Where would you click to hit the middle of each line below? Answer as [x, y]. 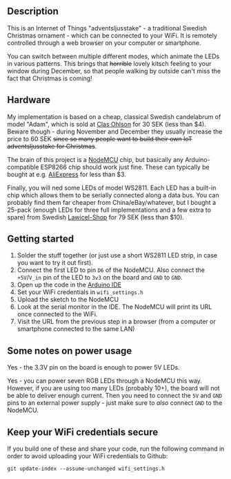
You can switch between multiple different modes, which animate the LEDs [113, 56]
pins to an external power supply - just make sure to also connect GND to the [115, 403]
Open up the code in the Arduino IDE [69, 285]
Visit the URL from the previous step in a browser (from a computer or [116, 322]
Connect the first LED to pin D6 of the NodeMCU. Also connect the [111, 270]
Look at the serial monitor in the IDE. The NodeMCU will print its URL [114, 307]
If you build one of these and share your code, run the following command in [116, 449]
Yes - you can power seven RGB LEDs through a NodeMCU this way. [104, 381]
